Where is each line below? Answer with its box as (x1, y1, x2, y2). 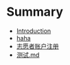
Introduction (16, 27, 51, 35)
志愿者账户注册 (16, 42, 59, 50)
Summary (6, 4, 63, 20)
